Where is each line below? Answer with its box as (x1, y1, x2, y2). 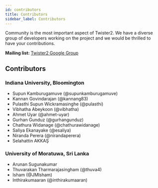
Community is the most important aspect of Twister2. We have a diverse (5, 30, 153, 36)
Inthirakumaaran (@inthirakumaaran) (12, 177, 88, 183)
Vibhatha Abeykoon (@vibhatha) (12, 106, 79, 112)
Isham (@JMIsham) (12, 172, 53, 178)
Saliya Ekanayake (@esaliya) (12, 127, 71, 134)
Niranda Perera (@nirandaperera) (12, 133, 81, 139)
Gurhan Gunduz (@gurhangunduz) (12, 117, 84, 123)
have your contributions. (5, 41, 56, 47)
